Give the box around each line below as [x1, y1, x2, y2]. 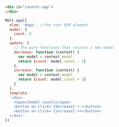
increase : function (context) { [14, 68, 79, 73]
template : [9, 90, 29, 95]
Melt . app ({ [5, 18, 27, 23]
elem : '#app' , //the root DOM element [9, 22, 89, 27]
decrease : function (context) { [14, 49, 79, 55]
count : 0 [14, 32, 32, 37]
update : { [9, 41, 29, 46]
